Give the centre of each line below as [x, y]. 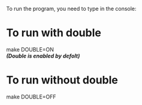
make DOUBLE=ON [30, 49]
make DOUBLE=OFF [31, 97]
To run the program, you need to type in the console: [71, 9]
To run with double [54, 33]
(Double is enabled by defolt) [43, 56]
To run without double [62, 80]
